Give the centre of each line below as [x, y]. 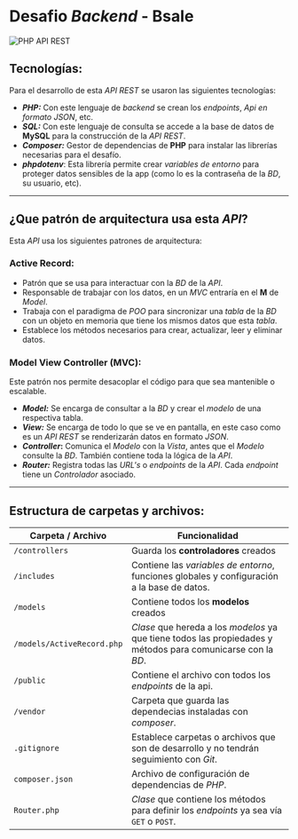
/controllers [41, 550]
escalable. [28, 392]
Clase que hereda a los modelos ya [204, 627]
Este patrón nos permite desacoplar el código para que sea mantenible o [142, 382]
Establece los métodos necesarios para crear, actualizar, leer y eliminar [152, 329]
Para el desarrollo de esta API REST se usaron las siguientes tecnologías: [143, 90]
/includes [34, 576]
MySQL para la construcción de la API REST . [104, 136]
